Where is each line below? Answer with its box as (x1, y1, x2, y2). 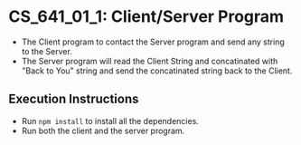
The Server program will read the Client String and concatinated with (21, 55, 278, 66)
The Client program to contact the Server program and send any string (21, 36, 286, 47)
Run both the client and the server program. (21, 125, 185, 136)
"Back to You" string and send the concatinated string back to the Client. (21, 65, 293, 76)
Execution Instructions (8, 92, 139, 107)
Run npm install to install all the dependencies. (21, 115, 200, 126)
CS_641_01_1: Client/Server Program (8, 6, 285, 27)
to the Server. (21, 45, 73, 56)
